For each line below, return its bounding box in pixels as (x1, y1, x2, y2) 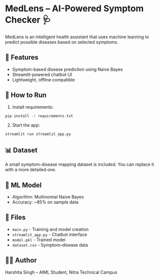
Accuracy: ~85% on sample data (12, 199, 79, 205)
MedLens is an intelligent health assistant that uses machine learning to (5, 34, 149, 40)
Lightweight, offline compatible (12, 76, 75, 82)
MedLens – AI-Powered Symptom (5, 3, 144, 14)
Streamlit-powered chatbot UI (12, 72, 72, 77)
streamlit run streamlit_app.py (5, 132, 71, 137)
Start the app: (12, 122, 40, 128)
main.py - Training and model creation (12, 226, 89, 232)
